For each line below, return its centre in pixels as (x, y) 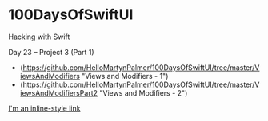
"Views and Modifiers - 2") (144, 92)
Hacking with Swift (39, 37)
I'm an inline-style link (44, 108)
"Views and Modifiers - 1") (125, 76)
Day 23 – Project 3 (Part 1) (51, 52)
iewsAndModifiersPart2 (59, 92)
